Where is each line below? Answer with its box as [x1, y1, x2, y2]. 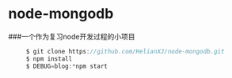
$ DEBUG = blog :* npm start [25, 62, 108, 70]
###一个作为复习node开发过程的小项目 [8, 32, 135, 41]
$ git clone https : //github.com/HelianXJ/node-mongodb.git [25, 47, 225, 55]
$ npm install [25, 54, 73, 63]
